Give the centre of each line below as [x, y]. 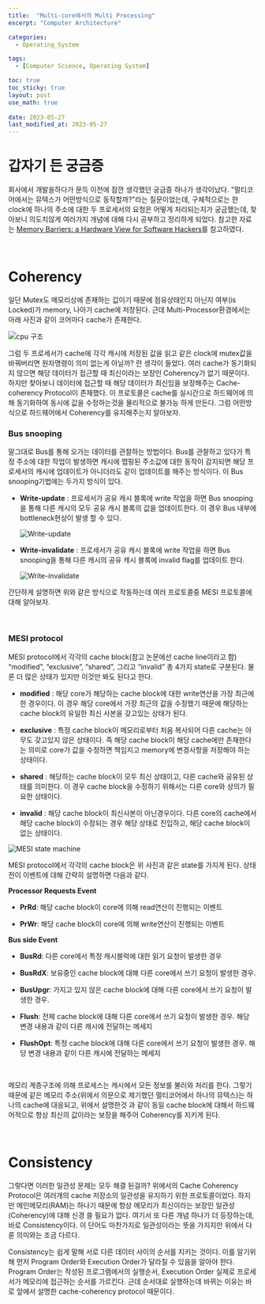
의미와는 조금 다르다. [48, 1234]
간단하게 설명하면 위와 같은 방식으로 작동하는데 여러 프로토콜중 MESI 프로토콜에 [130, 592]
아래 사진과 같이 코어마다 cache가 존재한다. [75, 320]
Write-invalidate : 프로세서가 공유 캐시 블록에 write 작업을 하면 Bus [125, 550]
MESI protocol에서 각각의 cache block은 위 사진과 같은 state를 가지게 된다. [125, 865]
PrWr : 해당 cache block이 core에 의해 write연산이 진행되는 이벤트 [122, 923]
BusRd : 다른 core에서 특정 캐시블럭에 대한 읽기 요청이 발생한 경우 [121, 956]
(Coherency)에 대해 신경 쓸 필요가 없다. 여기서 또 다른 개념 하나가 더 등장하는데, [131, 1215]
